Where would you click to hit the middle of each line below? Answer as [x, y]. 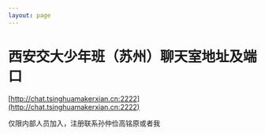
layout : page [30, 15]
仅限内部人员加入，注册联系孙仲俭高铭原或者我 [84, 123]
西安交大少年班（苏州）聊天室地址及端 [133, 57]
